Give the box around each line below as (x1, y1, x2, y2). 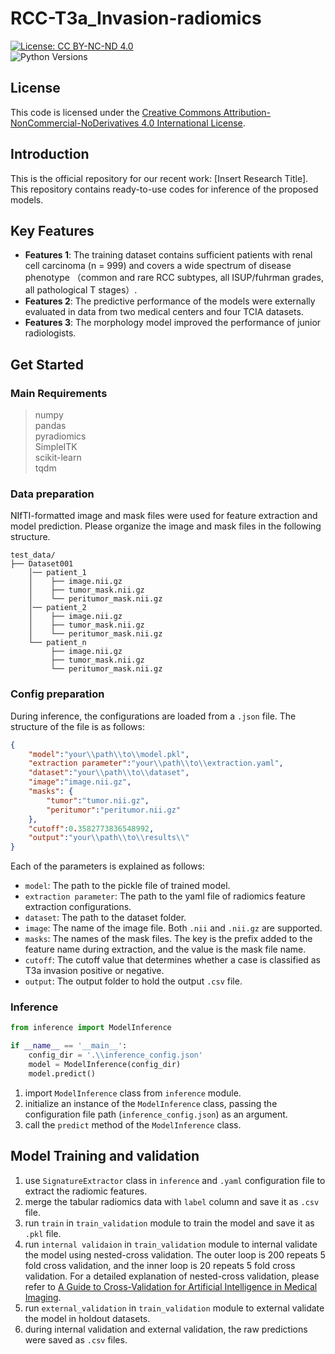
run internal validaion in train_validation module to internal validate (24, 1238, 318, 1250)
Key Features (10, 222, 95, 239)
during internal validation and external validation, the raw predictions (24, 1323, 308, 1335)
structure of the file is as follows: (10, 720, 145, 732)
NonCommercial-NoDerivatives (10, 117, 140, 129)
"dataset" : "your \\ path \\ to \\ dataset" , (28, 768, 190, 778)
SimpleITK (34, 441, 78, 453)
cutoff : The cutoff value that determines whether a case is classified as (24, 954, 321, 966)
